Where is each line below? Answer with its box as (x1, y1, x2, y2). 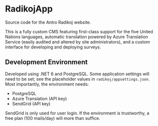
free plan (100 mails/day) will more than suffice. (5, 115, 101, 121)
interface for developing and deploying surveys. (5, 44, 101, 50)
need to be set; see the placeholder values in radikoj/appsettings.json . (5, 76, 150, 82)
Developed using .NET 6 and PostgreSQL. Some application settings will (5, 71, 150, 77)
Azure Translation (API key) (12, 96, 67, 101)
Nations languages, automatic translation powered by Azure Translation (5, 34, 148, 40)
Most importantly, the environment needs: (5, 81, 89, 87)
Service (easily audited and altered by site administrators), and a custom (5, 39, 150, 44)
